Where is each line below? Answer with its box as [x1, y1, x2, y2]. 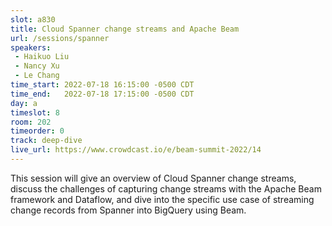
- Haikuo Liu [14, 52, 70, 62]
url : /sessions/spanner [10, 33, 110, 43]
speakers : [10, 42, 52, 53]
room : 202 [10, 117, 52, 127]
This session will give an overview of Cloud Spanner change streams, [10, 172, 297, 184]
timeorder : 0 [10, 126, 65, 136]
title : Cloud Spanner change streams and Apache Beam [10, 24, 240, 34]
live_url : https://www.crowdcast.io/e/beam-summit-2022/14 [10, 145, 262, 155]
